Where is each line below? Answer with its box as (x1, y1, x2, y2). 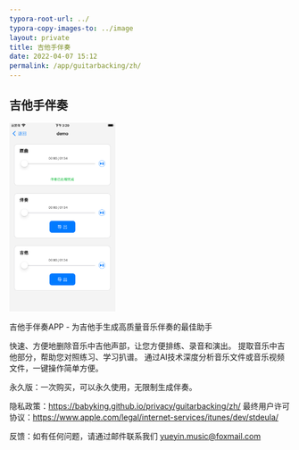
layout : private (9, 33, 70, 42)
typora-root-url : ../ (9, 14, 90, 23)
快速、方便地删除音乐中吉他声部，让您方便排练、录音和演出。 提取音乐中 (9, 340, 278, 351)
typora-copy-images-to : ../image (9, 23, 134, 33)
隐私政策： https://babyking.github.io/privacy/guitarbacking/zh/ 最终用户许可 (9, 400, 290, 411)
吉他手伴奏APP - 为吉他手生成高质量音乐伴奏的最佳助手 (9, 321, 212, 332)
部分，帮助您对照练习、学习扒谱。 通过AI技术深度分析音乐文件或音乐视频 (16, 351, 286, 362)
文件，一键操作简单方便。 (9, 362, 104, 373)
